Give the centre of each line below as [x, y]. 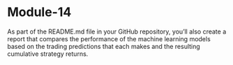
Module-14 [39, 12]
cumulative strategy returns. [48, 54]
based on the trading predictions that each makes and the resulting [104, 46]
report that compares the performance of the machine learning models [109, 38]
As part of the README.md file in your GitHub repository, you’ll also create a [117, 31]
